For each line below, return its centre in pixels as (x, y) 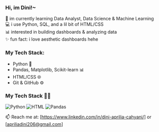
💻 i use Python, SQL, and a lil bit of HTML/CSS (55, 24)
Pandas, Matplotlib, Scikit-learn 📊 (48, 70)
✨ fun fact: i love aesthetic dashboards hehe (52, 39)
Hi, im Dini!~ (21, 8)
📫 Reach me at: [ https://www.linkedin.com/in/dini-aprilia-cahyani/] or (78, 117)
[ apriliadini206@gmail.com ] (34, 124)
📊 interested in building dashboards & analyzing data (61, 32)
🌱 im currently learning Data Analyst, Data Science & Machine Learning (80, 19)
